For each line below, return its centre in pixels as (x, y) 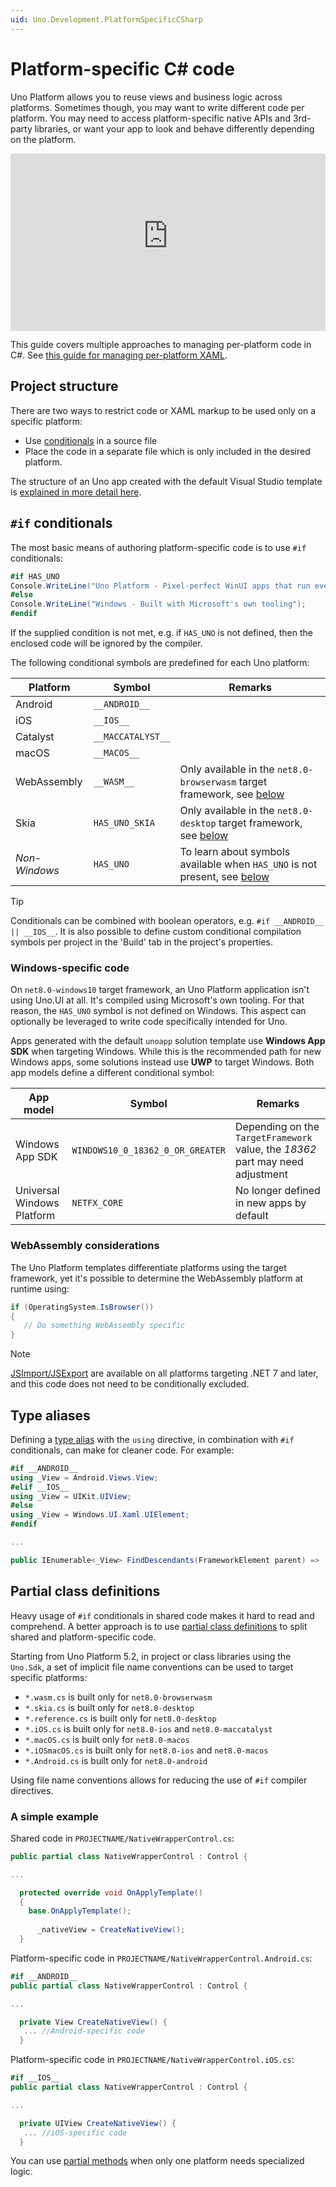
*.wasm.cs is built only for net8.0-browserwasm (118, 1697)
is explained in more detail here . (76, 492)
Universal (37, 1191)
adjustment (261, 1174)
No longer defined (278, 1191)
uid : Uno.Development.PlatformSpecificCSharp (106, 19)
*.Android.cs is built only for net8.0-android (116, 1760)
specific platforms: (49, 1677)
